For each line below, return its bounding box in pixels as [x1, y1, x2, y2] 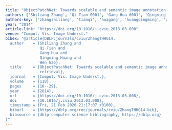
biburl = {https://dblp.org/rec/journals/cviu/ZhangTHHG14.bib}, [10, 107, 159, 113]
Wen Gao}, [39, 60, 60, 65]
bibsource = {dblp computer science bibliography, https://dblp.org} [10, 112, 161, 118]
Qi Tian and [39, 46, 66, 51]
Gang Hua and [39, 50, 68, 55]
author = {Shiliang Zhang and [10, 41, 81, 46]
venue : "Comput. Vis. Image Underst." [5, 31, 88, 36]
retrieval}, [39, 70, 66, 75]
